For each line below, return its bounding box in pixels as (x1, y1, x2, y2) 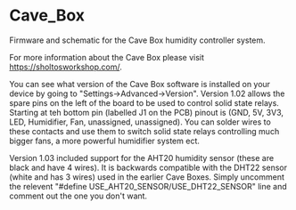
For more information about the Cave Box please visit (9, 52, 205, 62)
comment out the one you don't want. (9, 190, 148, 201)
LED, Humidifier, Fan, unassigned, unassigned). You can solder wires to (9, 117, 272, 127)
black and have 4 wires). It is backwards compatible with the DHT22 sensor (9, 162, 288, 173)
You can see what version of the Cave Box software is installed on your (9, 78, 270, 89)
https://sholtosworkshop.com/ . (9, 61, 123, 72)
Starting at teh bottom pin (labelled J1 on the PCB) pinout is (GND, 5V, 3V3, (9, 107, 284, 117)
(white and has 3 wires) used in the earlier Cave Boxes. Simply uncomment (9, 171, 285, 182)
